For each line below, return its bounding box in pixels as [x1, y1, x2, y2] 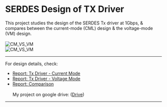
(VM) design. [5, 30, 32, 36]
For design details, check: [5, 61, 58, 67]
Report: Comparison [12, 81, 54, 87]
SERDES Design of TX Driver [5, 3, 124, 15]
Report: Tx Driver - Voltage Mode [12, 76, 81, 82]
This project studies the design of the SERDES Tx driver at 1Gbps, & [5, 20, 143, 26]
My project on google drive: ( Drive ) [12, 91, 84, 98]
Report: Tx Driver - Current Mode [12, 70, 81, 76]
